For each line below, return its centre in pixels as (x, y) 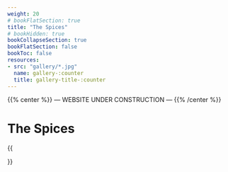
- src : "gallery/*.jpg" (42, 67)
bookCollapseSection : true (47, 40)
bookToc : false (30, 54)
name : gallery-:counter (49, 73)
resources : (23, 60)
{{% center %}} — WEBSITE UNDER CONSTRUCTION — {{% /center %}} (114, 100)
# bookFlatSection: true (44, 21)
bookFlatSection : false (42, 47)
